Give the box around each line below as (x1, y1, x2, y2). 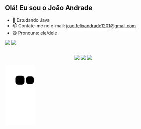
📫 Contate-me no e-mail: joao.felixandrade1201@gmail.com (12, 22, 136, 29)
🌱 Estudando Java (12, 17, 50, 23)
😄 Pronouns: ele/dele (12, 30, 57, 36)
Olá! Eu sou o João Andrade (5, 4, 93, 12)
